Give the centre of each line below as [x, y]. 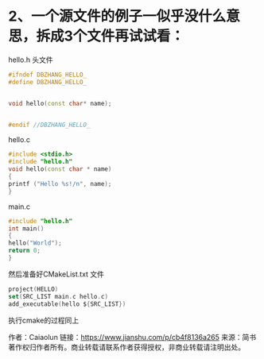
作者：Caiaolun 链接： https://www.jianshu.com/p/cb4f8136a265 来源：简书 [132, 337]
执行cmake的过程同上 [44, 320]
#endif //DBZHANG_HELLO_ [49, 125]
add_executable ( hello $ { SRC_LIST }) [67, 304]
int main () [26, 228]
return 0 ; [25, 251]
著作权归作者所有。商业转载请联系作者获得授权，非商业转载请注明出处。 [126, 347]
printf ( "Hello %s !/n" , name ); [60, 183]
